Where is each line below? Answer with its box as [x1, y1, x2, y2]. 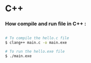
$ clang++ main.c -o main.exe [5, 40, 67, 45]
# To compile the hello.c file [5, 36, 69, 41]
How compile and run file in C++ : [5, 21, 87, 27]
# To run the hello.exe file [5, 49, 65, 54]
